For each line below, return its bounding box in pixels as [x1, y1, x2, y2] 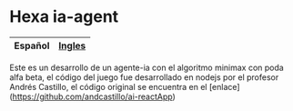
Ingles [58, 39, 86, 52]
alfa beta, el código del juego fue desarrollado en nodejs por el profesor [9, 71, 279, 83]
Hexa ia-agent [9, 6, 119, 27]
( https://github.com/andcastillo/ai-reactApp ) [9, 91, 176, 102]
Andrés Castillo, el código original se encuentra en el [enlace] [9, 81, 240, 92]
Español [14, 39, 50, 52]
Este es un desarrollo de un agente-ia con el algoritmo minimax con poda [9, 62, 284, 73]
